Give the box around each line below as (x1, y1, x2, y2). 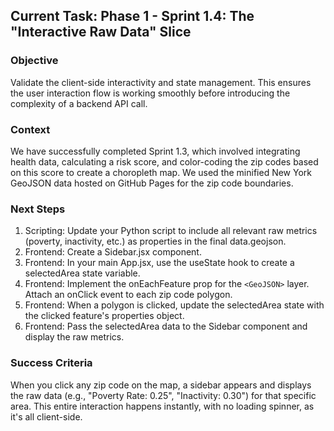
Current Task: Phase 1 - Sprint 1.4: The (10, 8, 255, 25)
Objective (10, 54, 59, 68)
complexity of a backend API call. (10, 97, 148, 109)
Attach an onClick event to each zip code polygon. (24, 289, 233, 301)
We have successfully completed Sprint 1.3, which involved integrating (10, 145, 301, 157)
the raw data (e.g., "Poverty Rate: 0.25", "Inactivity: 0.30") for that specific (10, 389, 317, 401)
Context (10, 122, 51, 136)
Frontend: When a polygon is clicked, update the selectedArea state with (24, 299, 325, 311)
